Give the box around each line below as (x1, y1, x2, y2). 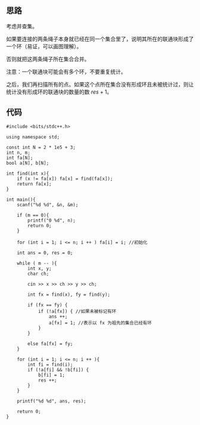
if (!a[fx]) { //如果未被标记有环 (37, 308, 117, 314)
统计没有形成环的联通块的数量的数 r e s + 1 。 (6, 88, 112, 95)
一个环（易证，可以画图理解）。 (6, 42, 82, 49)
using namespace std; (6, 134, 60, 140)
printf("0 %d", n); (27, 217, 76, 224)
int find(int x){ (6, 170, 49, 176)
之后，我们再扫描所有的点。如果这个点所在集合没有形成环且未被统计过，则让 (6, 80, 194, 88)
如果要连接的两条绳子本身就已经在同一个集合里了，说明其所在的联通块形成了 (6, 35, 194, 42)
